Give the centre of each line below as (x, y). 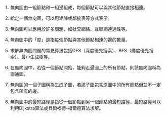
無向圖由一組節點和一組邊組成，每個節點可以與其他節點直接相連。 (79, 7)
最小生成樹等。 (37, 57)
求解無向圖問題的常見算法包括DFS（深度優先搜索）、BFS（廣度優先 (79, 50)
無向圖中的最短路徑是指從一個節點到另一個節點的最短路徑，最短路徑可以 (85, 102)
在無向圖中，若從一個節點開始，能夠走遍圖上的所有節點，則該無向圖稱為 (85, 68)
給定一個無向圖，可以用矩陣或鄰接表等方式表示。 (61, 18)
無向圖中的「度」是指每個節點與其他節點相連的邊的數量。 (70, 40)
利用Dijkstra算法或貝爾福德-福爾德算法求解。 (57, 108)
